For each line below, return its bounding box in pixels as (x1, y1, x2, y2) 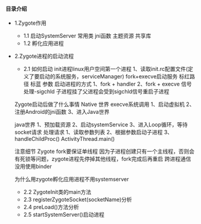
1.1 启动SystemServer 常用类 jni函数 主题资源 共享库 (23, 33, 152, 40)
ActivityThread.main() (60, 135, 115, 143)
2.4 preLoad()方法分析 (23, 204, 80, 211)
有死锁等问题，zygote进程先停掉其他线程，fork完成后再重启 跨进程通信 (14, 155, 191, 163)
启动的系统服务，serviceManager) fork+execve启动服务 (39, 73, 178, 80)
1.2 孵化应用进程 (23, 40, 64, 47)
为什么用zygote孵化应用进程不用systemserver (14, 176, 129, 183)
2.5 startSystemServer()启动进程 (23, 211, 105, 219)
